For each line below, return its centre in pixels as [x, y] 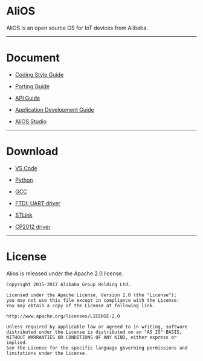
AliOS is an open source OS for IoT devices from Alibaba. [77, 28]
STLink [24, 215]
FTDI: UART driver [38, 203]
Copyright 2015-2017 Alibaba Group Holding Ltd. [69, 284]
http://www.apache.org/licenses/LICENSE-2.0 [63, 316]
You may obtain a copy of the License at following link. [81, 305]
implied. [17, 342]
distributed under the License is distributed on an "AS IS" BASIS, [94, 332]
